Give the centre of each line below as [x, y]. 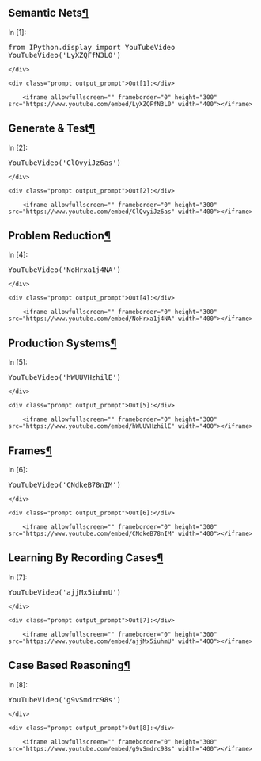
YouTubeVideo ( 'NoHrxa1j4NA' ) [64, 270]
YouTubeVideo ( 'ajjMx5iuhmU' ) [64, 592]
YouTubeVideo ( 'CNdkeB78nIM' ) [64, 485]
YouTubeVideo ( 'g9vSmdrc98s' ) [64, 700]
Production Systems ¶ [62, 343]
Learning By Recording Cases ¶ [86, 558]
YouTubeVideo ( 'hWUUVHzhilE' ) [64, 377]
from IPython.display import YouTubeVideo [92, 47]
